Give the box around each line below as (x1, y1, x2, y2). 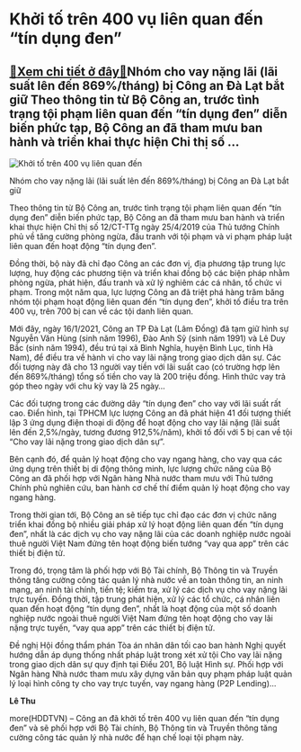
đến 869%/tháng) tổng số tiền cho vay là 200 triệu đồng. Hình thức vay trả (9, 372, 286, 381)
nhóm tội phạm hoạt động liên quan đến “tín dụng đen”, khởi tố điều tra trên (9, 297, 289, 307)
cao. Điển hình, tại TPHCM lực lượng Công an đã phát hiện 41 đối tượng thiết (9, 407, 292, 418)
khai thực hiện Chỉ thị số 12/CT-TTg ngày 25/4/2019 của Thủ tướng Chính (9, 221, 280, 232)
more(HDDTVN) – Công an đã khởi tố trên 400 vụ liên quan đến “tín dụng (9, 713, 280, 723)
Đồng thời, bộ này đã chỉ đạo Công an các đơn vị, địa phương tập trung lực (9, 258, 286, 269)
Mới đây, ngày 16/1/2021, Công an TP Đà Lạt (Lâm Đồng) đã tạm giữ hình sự (9, 324, 289, 334)
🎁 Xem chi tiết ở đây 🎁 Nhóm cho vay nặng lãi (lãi (9, 64, 279, 79)
